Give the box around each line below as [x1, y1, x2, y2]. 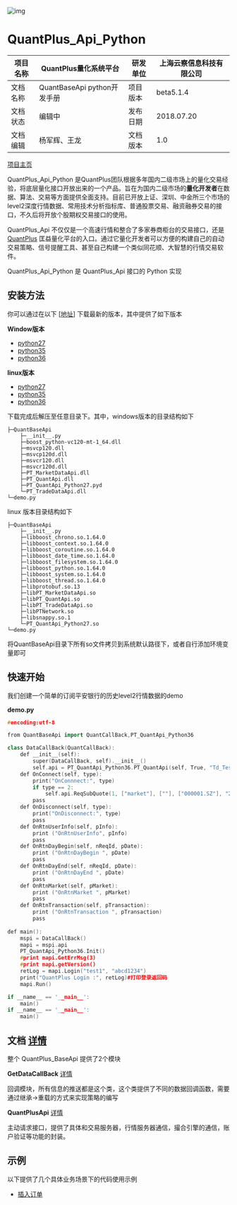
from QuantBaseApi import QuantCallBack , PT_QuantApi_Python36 [7, 731, 194, 739]
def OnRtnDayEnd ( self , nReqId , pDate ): [20, 863, 138, 870]
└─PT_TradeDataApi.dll [20, 488, 87, 495]
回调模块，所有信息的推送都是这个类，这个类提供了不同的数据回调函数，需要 [7, 1084, 230, 1093]
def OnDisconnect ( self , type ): [20, 803, 112, 811]
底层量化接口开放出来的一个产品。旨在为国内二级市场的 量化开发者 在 [25, 184, 224, 192]
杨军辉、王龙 [38, 135, 82, 145]
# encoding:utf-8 [7, 719, 55, 726]
